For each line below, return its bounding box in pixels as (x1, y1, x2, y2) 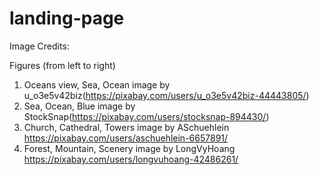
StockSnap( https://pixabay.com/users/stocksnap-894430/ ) (23, 110, 270, 122)
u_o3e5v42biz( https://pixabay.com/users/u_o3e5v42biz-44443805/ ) (23, 89, 310, 101)
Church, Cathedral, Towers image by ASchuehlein (23, 121, 230, 133)
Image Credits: (9, 40, 70, 52)
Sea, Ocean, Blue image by (23, 100, 136, 112)
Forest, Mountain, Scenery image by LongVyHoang (23, 142, 236, 154)
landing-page (9, 7, 125, 30)
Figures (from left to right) (9, 59, 116, 71)
